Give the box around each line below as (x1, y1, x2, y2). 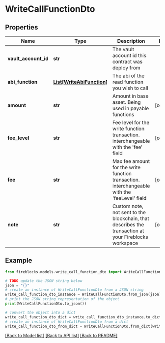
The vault (112, 46, 134, 53)
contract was (112, 58, 143, 65)
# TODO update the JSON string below (5, 278, 82, 283)
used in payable (112, 105, 149, 112)
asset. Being (112, 99, 141, 105)
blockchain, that (112, 215, 149, 222)
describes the (112, 221, 144, 228)
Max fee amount (112, 158, 150, 164)
